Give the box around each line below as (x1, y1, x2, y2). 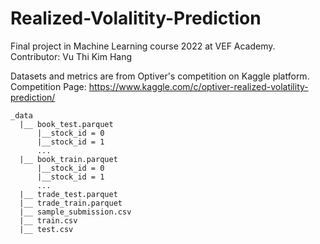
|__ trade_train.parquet (19, 198, 123, 208)
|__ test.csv (19, 224, 74, 234)
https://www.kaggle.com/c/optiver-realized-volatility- (88, 80, 309, 92)
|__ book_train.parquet (19, 154, 118, 164)
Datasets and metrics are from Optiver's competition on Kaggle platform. (10, 70, 310, 82)
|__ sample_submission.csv (19, 207, 132, 217)
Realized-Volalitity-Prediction (10, 7, 262, 30)
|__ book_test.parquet (19, 119, 114, 129)
